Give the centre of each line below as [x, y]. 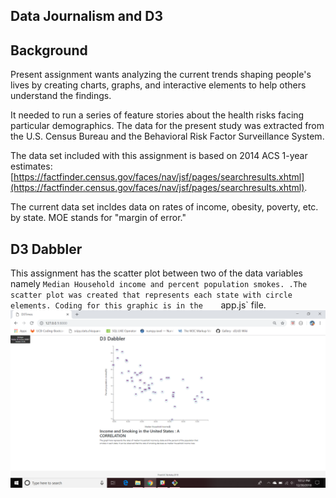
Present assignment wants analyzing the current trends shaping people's [161, 75]
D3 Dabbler [46, 249]
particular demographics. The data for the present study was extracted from [167, 126]
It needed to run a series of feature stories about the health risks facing [157, 115]
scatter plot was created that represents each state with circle [151, 295]
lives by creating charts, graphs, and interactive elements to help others [158, 85]
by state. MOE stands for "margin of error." [98, 218]
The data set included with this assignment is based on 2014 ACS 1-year [159, 156]
